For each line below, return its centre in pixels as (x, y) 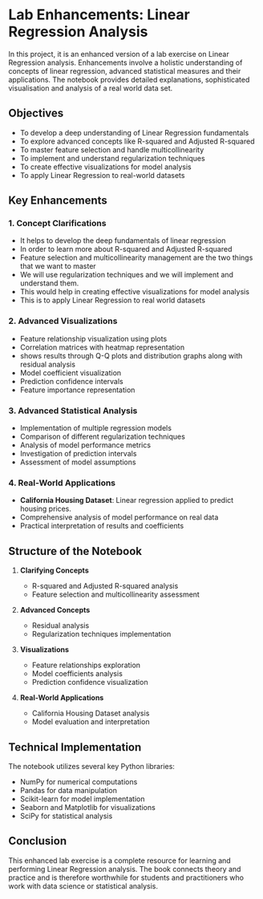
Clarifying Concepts (55, 570)
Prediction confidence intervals (72, 381)
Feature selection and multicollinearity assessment (116, 594)
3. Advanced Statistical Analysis (73, 411)
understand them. (49, 283)
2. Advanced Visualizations (63, 321)
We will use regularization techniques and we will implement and (127, 275)
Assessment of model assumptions (78, 462)
